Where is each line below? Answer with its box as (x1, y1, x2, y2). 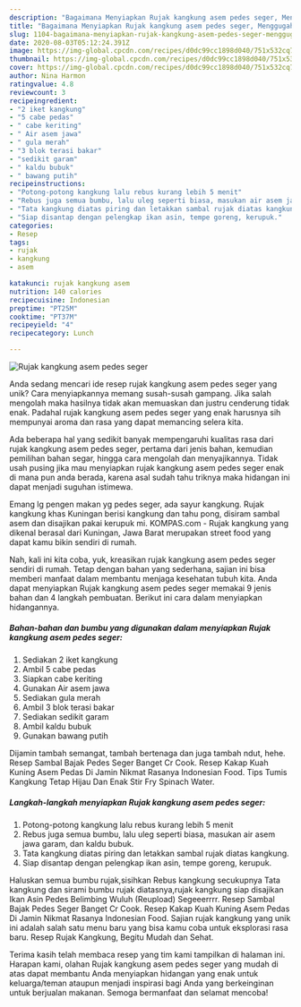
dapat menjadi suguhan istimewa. (9, 482, 133, 492)
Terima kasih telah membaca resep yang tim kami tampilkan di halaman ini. (9, 949, 286, 960)
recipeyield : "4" (9, 320, 74, 329)
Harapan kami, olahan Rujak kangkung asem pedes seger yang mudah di (9, 959, 279, 969)
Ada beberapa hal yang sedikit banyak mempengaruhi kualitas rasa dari (9, 434, 274, 444)
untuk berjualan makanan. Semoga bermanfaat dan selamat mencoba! (9, 986, 269, 998)
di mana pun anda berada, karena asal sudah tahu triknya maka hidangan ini (9, 472, 290, 482)
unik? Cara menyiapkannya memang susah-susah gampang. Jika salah (9, 388, 271, 398)
